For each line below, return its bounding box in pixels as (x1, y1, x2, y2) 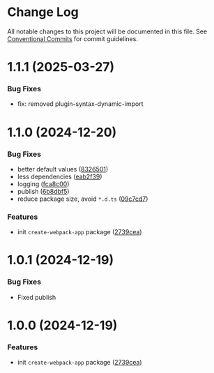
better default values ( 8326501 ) (17, 165, 109, 173)
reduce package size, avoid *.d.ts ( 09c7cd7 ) (17, 195, 148, 203)
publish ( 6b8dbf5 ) (17, 187, 70, 195)
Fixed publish (17, 293, 56, 301)
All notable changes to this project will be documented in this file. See (7, 27, 208, 36)
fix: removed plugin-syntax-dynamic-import (17, 100, 144, 108)
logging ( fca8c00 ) (17, 179, 70, 188)
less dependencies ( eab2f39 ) (17, 172, 102, 181)
